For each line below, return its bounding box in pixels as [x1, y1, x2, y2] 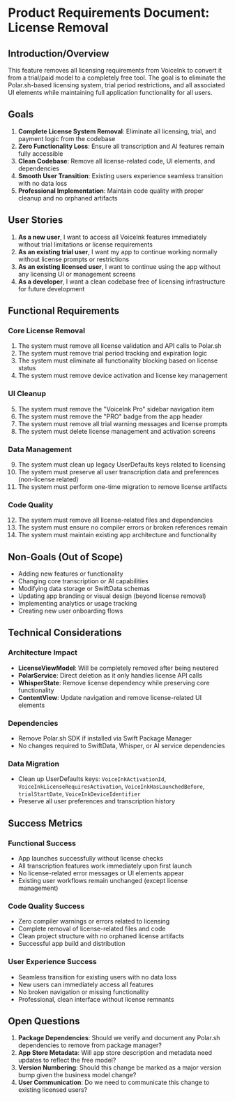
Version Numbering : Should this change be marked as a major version [17, 1063, 222, 1072]
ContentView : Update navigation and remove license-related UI [17, 693, 202, 701]
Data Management [8, 444, 73, 454]
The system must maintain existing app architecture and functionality [17, 531, 217, 539]
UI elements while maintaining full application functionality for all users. [8, 89, 213, 96]
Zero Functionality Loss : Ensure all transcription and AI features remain [17, 142, 225, 150]
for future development [17, 284, 85, 293]
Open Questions [8, 1015, 80, 1027]
